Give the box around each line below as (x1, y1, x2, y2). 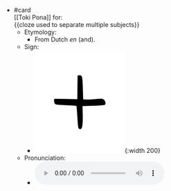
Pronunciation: (24, 154, 66, 162)
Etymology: (24, 28, 57, 36)
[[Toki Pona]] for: (13, 13, 63, 21)
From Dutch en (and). (34, 35, 96, 44)
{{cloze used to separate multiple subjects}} (13, 21, 140, 28)
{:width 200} (124, 147, 161, 154)
